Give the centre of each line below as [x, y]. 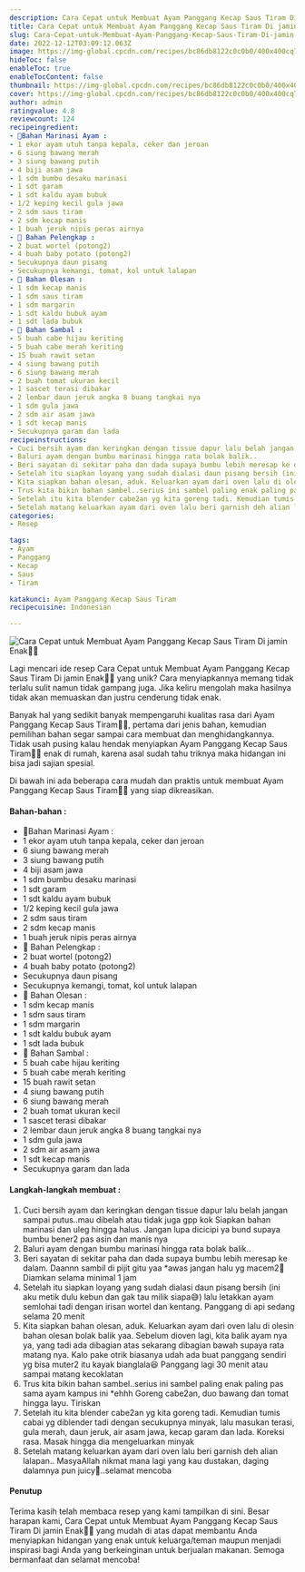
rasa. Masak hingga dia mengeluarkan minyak [108, 1441]
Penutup [26, 1491]
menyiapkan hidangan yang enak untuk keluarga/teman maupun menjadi [145, 1540]
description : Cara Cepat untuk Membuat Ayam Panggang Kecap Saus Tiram [148, 18]
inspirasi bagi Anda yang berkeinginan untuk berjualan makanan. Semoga [147, 1549]
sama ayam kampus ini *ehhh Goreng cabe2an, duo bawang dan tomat [155, 1393]
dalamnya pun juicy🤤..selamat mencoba [97, 1470]
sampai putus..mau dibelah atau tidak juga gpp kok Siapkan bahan [147, 1219]
